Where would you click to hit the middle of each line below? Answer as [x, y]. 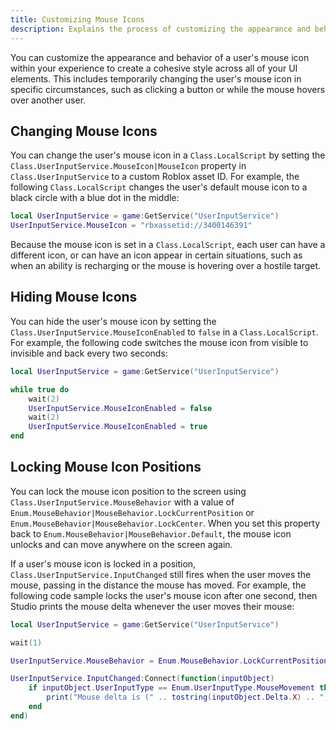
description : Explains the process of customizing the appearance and [160, 29]
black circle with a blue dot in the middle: [95, 198]
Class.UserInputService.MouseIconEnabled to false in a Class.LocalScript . [164, 332]
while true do [40, 389]
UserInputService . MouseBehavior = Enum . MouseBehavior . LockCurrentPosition [169, 661]
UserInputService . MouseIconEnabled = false [120, 408]
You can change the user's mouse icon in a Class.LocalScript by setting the [168, 155]
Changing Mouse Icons [84, 131]
